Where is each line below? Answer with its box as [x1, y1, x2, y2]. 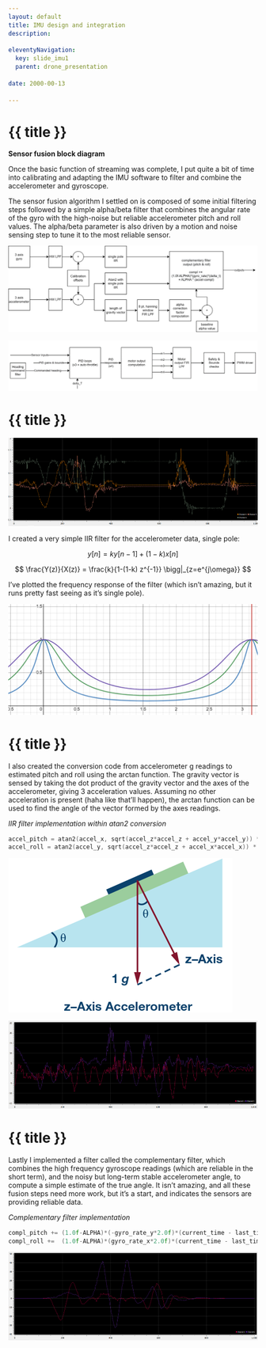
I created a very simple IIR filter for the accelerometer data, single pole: [8, 534, 240, 543]
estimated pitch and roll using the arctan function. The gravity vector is [8, 769, 240, 779]
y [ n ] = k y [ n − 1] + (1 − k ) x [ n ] [87, 549, 179, 558]
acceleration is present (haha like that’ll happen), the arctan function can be [8, 795, 255, 804]
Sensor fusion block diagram [8, 149, 105, 158]
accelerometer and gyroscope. [8, 181, 109, 191]
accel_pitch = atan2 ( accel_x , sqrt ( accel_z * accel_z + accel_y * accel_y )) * [8, 835, 260, 843]
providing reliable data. [8, 1197, 83, 1206]
